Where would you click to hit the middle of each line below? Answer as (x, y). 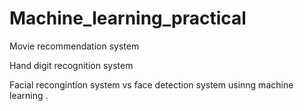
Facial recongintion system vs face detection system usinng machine (151, 84)
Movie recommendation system (74, 46)
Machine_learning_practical (128, 18)
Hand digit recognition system (71, 65)
